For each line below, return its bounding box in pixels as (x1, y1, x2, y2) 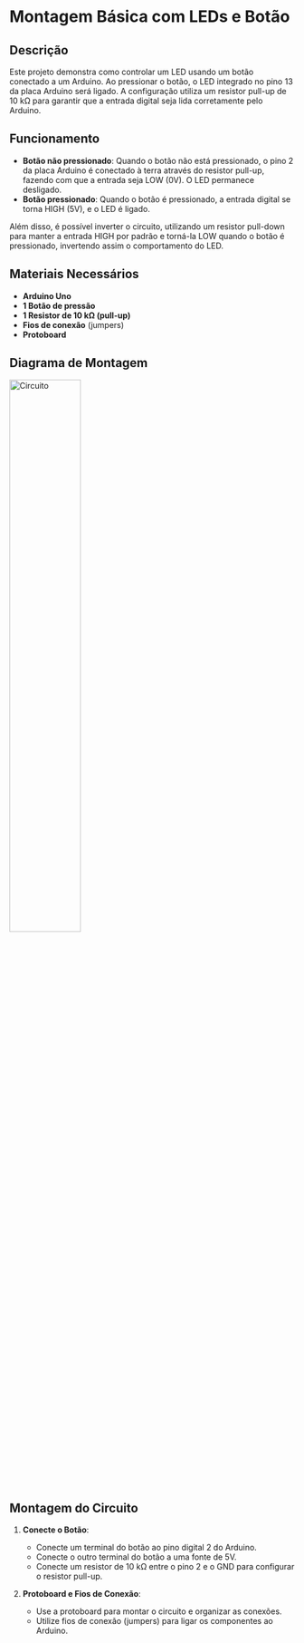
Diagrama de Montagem (9, 355, 148, 371)
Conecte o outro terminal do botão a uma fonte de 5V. (35, 1551, 237, 1562)
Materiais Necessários (9, 266, 139, 282)
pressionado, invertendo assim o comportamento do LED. (9, 240, 224, 251)
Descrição (9, 43, 69, 58)
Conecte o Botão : (22, 1524, 90, 1535)
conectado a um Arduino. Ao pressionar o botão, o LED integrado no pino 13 (9, 76, 294, 87)
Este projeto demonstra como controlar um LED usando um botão (9, 66, 254, 77)
